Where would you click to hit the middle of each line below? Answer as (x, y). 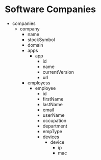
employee (45, 88)
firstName (53, 99)
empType (52, 131)
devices (51, 137)
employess (39, 83)
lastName (53, 104)
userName (54, 115)
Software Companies (50, 9)
